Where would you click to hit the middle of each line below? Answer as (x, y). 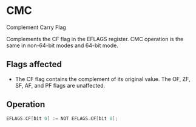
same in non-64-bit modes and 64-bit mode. (62, 45)
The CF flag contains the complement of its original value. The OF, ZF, (103, 79)
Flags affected (34, 64)
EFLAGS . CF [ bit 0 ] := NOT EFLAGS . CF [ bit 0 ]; (62, 119)
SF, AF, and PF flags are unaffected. (60, 85)
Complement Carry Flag (36, 27)
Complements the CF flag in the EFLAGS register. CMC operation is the (95, 39)
